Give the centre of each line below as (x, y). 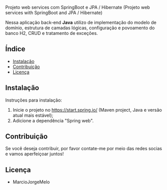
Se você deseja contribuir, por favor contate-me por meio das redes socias (84, 149)
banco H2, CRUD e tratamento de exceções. (52, 33)
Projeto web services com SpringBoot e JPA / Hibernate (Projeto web (78, 7)
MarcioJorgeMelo (31, 182)
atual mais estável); (33, 115)
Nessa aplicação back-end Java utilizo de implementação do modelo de (81, 22)
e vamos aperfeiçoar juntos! (35, 154)
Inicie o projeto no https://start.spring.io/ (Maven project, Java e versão (87, 110)
